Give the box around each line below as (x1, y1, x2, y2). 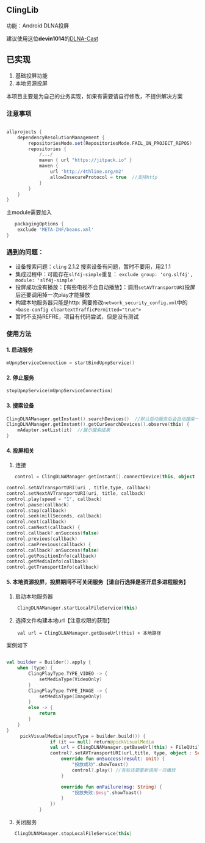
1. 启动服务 (6, 346, 34, 353)
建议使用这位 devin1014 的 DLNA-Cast (6, 35, 99, 42)
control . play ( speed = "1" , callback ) (6, 496, 103, 502)
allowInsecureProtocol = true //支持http (49, 174, 158, 180)
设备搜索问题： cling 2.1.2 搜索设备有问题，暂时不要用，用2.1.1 (15, 263, 171, 271)
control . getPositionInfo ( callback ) (6, 553, 97, 559)
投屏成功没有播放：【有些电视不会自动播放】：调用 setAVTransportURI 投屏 (15, 283, 196, 291)
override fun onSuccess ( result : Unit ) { (60, 756, 165, 762)
